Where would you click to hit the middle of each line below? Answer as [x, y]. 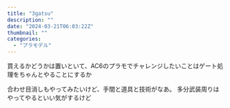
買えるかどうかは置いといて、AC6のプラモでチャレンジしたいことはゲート [112, 66]
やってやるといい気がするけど [49, 98]
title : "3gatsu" [30, 13]
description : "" [30, 20]
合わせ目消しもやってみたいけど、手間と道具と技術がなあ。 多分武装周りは [113, 89]
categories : [24, 39]
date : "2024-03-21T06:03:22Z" [51, 26]
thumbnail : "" [28, 33]
